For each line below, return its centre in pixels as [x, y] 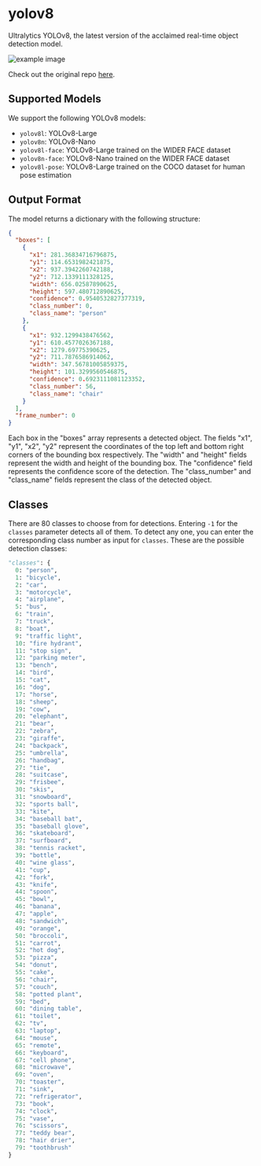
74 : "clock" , [37, 1111]
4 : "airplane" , [40, 600]
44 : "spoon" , [37, 892]
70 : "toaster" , [40, 1082]
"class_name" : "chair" [66, 394]
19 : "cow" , [33, 709]
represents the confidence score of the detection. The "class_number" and [130, 472]
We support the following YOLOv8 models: [77, 118]
